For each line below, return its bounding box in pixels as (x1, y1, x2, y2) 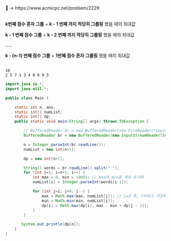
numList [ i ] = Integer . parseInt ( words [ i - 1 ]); (32, 180, 129, 185)
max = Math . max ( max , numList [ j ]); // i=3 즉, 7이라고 (41, 194, 154, 199)
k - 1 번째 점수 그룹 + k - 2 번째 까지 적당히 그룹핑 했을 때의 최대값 (5, 32, 135, 38)
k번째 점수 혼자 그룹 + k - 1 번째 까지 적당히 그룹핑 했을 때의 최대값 (5, 21, 136, 27)
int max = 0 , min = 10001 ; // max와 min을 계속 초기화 (32, 175, 144, 180)
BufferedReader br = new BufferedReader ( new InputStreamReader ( (23, 133, 163, 138)
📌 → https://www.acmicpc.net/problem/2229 (5, 5, 100, 11)
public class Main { (5, 95, 49, 101)
